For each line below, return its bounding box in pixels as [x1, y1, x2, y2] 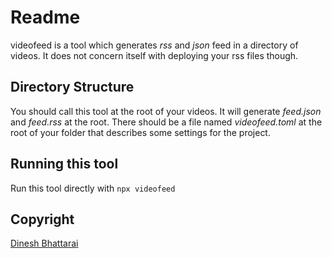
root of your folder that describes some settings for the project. [10, 126, 271, 138]
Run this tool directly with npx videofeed [10, 182, 176, 194]
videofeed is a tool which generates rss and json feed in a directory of [10, 39, 299, 51]
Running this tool [10, 156, 119, 173]
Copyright [10, 211, 75, 228]
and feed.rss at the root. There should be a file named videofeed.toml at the [10, 116, 323, 128]
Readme [10, 6, 81, 29]
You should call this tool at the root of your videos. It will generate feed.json [10, 105, 322, 117]
